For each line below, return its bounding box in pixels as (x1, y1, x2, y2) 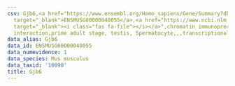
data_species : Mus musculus (7, 55, 90, 62)
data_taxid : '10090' (7, 62, 68, 69)
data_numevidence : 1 (7, 49, 68, 56)
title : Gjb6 (7, 68, 42, 75)
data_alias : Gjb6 (7, 36, 58, 43)
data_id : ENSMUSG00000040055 (7, 42, 92, 49)
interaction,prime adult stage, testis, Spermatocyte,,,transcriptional (13, 29, 230, 37)
